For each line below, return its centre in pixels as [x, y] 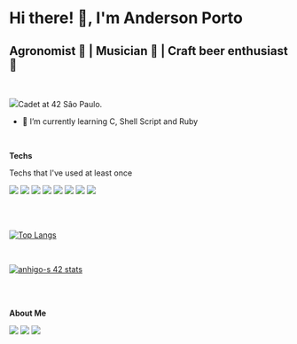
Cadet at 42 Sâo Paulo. [60, 104]
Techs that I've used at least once [71, 173]
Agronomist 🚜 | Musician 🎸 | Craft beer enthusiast [148, 51]
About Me [28, 313]
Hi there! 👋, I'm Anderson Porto [126, 18]
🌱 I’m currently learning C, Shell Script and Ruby [110, 121]
